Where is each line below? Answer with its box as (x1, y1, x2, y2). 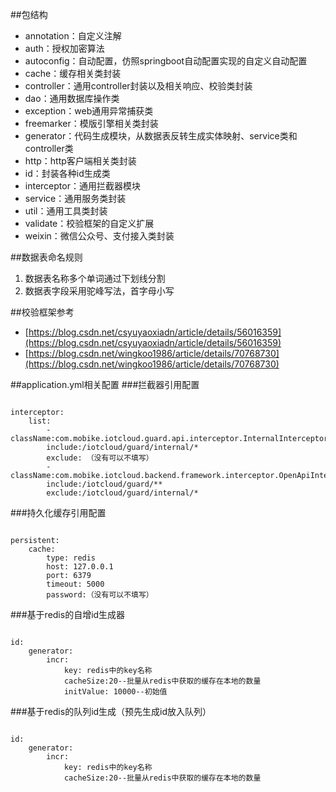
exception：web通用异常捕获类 (24, 105, 154, 117)
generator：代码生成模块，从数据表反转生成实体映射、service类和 (24, 130, 298, 142)
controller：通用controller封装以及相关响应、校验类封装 (24, 80, 253, 92)
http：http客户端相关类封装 (24, 155, 137, 167)
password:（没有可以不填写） (46, 590, 154, 600)
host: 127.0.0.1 (46, 562, 114, 572)
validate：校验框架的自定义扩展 (24, 218, 155, 229)
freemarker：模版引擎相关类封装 (24, 118, 159, 129)
